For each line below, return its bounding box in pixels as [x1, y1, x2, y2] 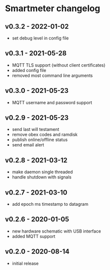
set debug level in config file [12, 35, 69, 41]
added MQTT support [12, 233, 56, 239]
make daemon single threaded [12, 169, 73, 175]
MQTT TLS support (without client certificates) [12, 62, 106, 68]
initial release [12, 260, 39, 266]
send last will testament [12, 126, 60, 132]
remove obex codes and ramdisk [12, 132, 78, 138]
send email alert [12, 142, 45, 148]
